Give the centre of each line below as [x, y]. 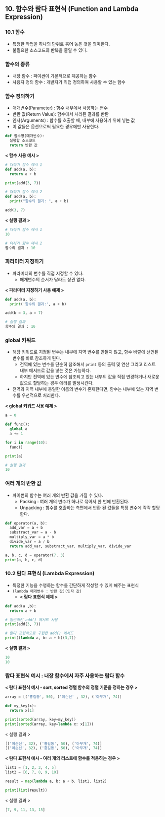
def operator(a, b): [26, 523]
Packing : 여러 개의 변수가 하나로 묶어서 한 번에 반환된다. [74, 501]
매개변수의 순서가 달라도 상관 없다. [53, 279]
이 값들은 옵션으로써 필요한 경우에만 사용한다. [56, 127]
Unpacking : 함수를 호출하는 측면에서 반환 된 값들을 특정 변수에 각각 [85, 508]
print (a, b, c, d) [24, 560]
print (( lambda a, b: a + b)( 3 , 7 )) [41, 638]
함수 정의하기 [20, 96]
